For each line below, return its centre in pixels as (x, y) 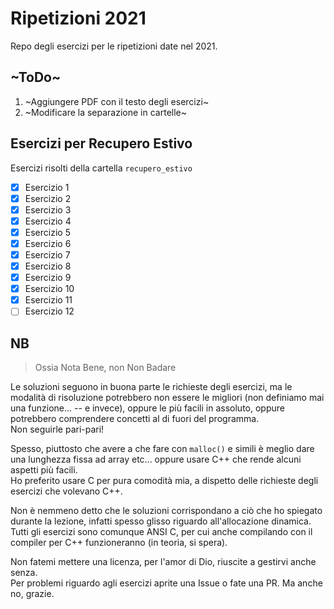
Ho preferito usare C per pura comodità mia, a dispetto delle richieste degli (164, 481)
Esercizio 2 (48, 198)
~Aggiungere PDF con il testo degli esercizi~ (117, 101)
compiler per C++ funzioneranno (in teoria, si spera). (119, 543)
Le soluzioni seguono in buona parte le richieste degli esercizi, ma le (151, 387)
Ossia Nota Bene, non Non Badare (105, 368)
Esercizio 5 (47, 232)
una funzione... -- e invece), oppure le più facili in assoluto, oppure (147, 408)
